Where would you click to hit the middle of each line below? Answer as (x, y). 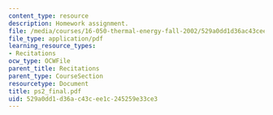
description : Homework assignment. (69, 23)
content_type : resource (49, 16)
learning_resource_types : (52, 46)
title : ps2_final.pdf (45, 91)
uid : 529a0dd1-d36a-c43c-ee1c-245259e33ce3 (83, 99)
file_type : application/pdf (56, 38)
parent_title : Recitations (54, 69)
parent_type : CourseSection (56, 76)
